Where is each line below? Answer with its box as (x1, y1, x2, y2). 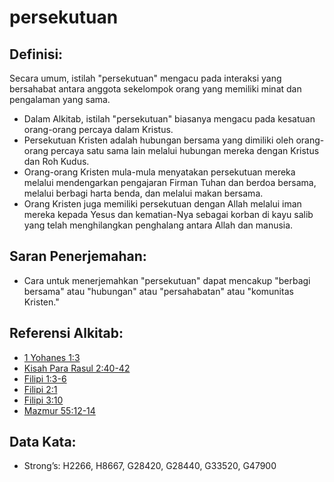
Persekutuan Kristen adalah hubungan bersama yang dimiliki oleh (23, 134, 294, 146)
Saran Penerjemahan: (9, 248, 147, 265)
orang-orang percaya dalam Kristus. (23, 124, 174, 135)
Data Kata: (9, 434, 77, 451)
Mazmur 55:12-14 (23, 404, 96, 416)
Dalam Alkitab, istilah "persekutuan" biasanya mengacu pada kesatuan (23, 113, 316, 125)
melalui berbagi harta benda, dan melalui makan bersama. (23, 187, 264, 199)
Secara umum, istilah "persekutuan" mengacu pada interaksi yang (9, 72, 282, 84)
